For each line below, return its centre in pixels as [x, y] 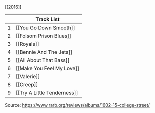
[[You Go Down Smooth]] [46, 28]
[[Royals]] [27, 44]
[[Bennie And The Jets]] [44, 52]
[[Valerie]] [28, 77]
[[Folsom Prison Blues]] [43, 36]
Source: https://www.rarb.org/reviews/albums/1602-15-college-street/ [77, 105]
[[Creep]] [27, 85]
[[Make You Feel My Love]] [48, 68]
